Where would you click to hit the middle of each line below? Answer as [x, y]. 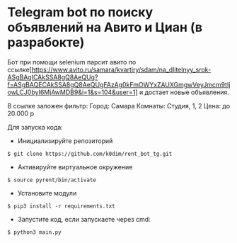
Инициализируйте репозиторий [65, 141]
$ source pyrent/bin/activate [52, 180]
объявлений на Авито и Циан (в [105, 27]
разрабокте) [46, 43]
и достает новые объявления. [184, 92]
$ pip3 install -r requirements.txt [61, 206]
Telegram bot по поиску [80, 12]
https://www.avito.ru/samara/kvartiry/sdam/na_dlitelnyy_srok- [121, 69]
